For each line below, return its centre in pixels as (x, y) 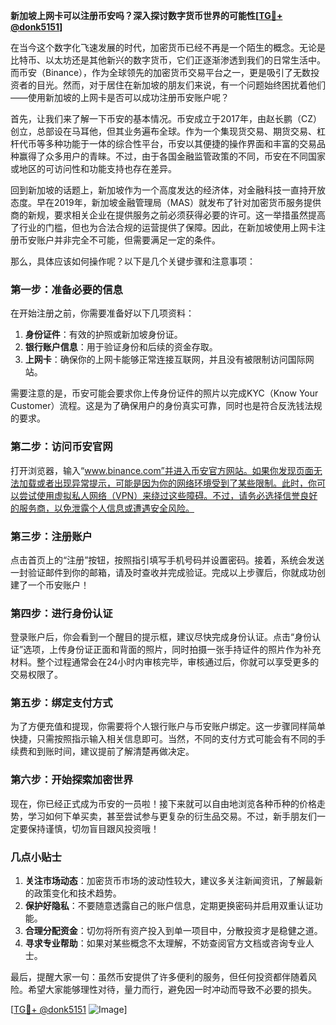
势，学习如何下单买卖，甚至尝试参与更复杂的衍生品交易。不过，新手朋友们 (163, 816)
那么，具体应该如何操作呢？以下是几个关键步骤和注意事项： (133, 261)
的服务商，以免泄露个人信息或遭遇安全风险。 (102, 508)
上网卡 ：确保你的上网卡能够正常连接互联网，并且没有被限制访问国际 (165, 360)
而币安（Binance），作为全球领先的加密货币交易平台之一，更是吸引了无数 (161, 72)
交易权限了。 (36, 675)
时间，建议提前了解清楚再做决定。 (124, 751)
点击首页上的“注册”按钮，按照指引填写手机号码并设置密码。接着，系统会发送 (167, 560)
